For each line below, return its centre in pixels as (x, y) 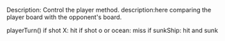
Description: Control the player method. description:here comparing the (109, 10)
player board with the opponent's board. (64, 17)
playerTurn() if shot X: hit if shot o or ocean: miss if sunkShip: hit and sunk (112, 30)
